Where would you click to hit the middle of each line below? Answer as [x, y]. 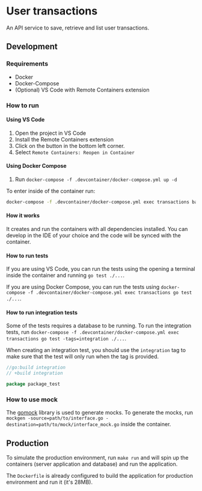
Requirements [27, 64]
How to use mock [32, 400]
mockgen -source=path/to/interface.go [55, 418]
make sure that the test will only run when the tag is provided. [83, 357]
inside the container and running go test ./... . [66, 276]
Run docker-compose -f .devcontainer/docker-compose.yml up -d [96, 179]
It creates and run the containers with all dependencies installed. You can [97, 229]
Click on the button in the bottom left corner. [70, 146]
